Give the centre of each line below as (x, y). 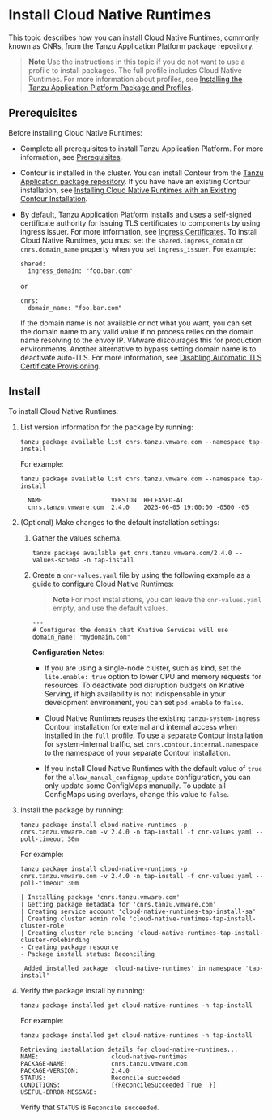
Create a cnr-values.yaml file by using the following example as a (141, 575)
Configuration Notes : (68, 652)
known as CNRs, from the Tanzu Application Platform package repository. (131, 45)
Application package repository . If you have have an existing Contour (135, 181)
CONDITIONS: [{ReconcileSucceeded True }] (118, 1085)
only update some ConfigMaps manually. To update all (135, 786)
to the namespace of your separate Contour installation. (137, 752)
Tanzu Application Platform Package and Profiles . (110, 88)
